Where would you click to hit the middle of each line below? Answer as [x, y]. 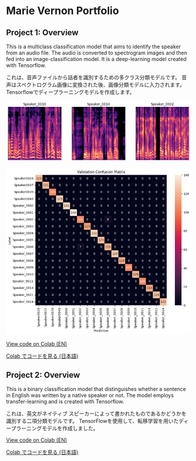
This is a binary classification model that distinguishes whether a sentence [96, 389]
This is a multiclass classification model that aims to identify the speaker [93, 46]
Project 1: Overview [42, 33]
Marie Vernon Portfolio [62, 11]
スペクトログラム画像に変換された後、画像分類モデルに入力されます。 [101, 85]
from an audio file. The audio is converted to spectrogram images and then [97, 53]
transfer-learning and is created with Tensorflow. [65, 402]
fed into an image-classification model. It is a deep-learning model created [96, 59]
